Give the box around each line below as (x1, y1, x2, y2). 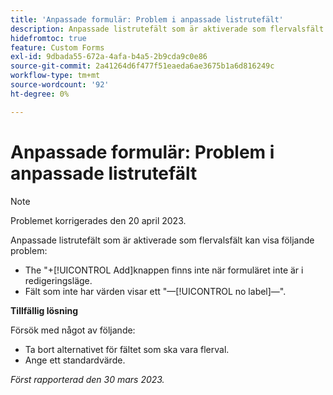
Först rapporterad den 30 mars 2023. (10, 373, 165, 385)
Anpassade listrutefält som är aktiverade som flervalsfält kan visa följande (10, 234, 315, 246)
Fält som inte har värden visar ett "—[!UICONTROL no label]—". (24, 285, 287, 297)
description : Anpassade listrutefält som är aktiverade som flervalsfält (10, 24, 325, 34)
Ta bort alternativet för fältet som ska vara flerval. (24, 343, 230, 355)
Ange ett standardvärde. (24, 354, 126, 366)
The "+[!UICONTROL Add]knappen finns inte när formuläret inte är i (24, 264, 304, 276)
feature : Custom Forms (10, 42, 105, 53)
